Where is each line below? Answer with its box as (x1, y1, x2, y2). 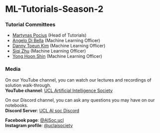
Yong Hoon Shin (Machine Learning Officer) (12, 53, 102, 59)
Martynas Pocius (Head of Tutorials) (12, 32, 87, 38)
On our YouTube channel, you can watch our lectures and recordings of (5, 77, 152, 83)
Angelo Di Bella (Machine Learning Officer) (12, 38, 100, 44)
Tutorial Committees (5, 21, 56, 28)
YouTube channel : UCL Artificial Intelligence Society (5, 88, 113, 93)
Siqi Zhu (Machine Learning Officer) (12, 48, 86, 54)
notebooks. (5, 102, 28, 108)
